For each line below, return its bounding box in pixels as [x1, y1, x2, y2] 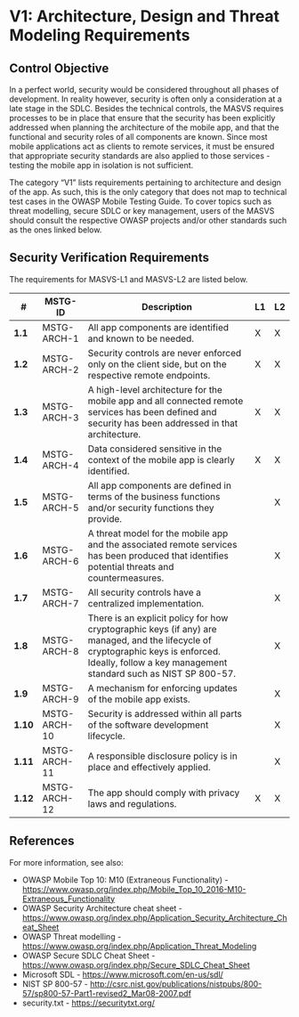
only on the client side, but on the [87, 358, 227, 370]
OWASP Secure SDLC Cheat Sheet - [21, 950, 156, 961]
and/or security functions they [87, 501, 215, 514]
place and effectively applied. [87, 761, 211, 773]
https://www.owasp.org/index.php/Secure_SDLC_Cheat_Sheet [21, 959, 251, 970]
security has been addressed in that [87, 417, 238, 429]
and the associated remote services [87, 538, 238, 550]
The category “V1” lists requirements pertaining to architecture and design [9, 177, 282, 188]
